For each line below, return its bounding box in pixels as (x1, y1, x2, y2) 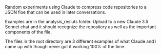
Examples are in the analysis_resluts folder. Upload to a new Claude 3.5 (5, 19, 149, 24)
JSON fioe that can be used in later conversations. (5, 9, 106, 15)
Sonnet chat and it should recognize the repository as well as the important (5, 24, 156, 30)
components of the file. (5, 29, 52, 35)
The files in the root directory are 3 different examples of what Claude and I (5, 38, 157, 44)
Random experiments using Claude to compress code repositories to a (5, 4, 147, 10)
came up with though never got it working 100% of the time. (5, 44, 126, 49)
